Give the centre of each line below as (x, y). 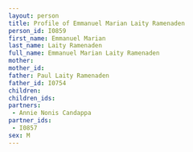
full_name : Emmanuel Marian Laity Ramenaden (84, 53)
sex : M (19, 135)
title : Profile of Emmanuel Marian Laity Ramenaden (96, 23)
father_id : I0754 (37, 83)
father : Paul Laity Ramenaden (59, 76)
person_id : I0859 (37, 31)
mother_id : (27, 68)
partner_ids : (30, 121)
